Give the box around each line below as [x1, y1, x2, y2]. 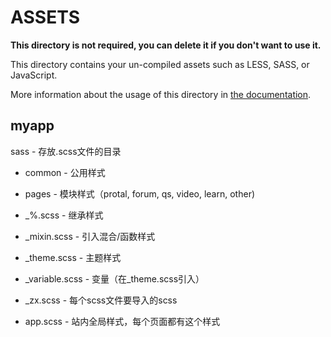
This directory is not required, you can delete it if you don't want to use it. [10, 39, 322, 51]
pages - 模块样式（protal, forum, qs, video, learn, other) [24, 187, 256, 200]
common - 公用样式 [24, 166, 106, 178]
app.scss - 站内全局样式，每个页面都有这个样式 [24, 315, 221, 327]
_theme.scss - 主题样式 [24, 251, 122, 263]
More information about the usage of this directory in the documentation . [10, 88, 312, 100]
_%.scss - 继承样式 [24, 209, 104, 221]
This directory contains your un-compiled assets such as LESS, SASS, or [10, 58, 310, 70]
